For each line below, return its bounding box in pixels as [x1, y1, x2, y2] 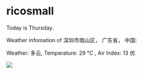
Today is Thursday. [6, 24, 54, 31]
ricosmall [6, 4, 55, 18]
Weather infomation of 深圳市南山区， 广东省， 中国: [6, 36, 138, 43]
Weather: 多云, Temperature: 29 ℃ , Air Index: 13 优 [6, 49, 135, 57]
